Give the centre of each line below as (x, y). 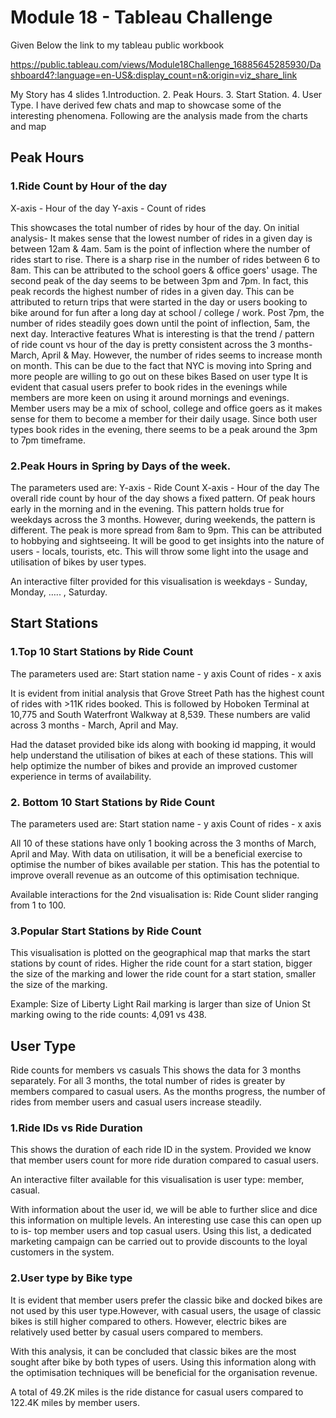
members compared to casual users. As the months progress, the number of (168, 1092)
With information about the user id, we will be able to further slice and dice (164, 1210)
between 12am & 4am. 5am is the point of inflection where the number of (160, 248)
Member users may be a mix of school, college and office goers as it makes (166, 408)
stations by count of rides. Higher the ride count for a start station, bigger (161, 963)
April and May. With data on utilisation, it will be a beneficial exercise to (156, 853)
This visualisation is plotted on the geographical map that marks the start (160, 953)
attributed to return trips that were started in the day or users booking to (159, 302)
